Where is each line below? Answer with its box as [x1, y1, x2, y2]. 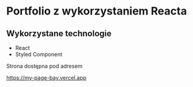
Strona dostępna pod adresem [6, 62, 83, 69]
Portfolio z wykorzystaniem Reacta [6, 4, 188, 18]
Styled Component [15, 51, 63, 58]
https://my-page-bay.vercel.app [6, 74, 87, 81]
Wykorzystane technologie [6, 28, 112, 39]
